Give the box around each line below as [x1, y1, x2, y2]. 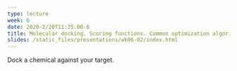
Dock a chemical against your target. [7, 56, 114, 64]
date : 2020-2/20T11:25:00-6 [7, 23, 90, 30]
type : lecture [7, 10, 49, 18]
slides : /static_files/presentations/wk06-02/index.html [7, 37, 178, 44]
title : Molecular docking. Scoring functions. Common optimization [7, 30, 210, 37]
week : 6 [7, 17, 30, 24]
